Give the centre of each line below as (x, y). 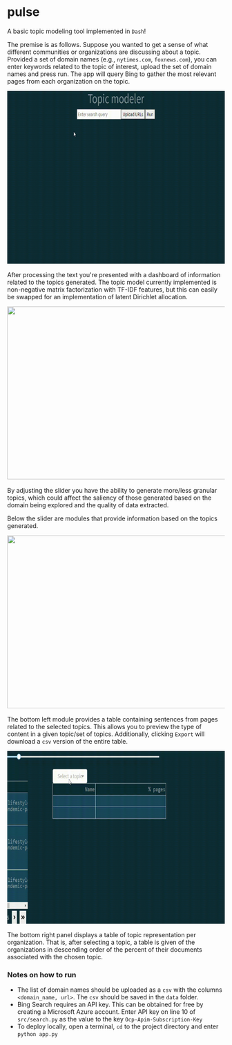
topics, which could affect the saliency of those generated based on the (109, 498)
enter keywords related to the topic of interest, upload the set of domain (109, 66)
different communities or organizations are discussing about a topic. (104, 52)
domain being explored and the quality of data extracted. (88, 505)
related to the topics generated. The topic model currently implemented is (112, 282)
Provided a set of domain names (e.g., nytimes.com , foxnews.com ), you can (112, 59)
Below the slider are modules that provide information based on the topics (113, 518)
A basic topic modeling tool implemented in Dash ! (77, 31)
